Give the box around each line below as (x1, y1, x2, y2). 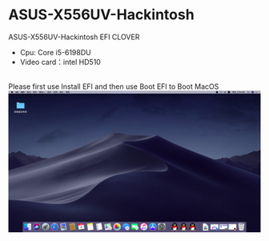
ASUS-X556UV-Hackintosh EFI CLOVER (8, 32, 140, 42)
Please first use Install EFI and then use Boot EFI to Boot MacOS (8, 82, 219, 91)
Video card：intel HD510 (19, 57, 102, 66)
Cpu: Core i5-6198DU (19, 47, 91, 57)
